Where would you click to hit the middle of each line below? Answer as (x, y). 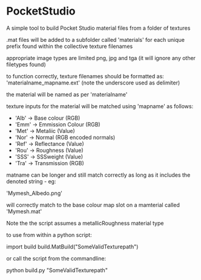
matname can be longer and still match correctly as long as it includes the (98, 175)
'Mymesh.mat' (24, 211)
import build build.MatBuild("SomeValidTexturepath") (72, 247)
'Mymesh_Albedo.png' (34, 193)
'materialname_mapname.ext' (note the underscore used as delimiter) (93, 83)
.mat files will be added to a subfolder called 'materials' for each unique (96, 39)
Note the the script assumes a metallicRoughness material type (85, 223)
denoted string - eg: (31, 181)
